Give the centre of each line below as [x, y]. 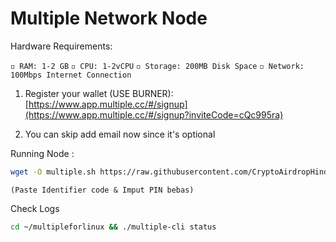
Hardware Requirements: [61, 46]
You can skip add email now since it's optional [120, 134]
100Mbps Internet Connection [71, 75]
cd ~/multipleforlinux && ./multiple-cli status [113, 227]
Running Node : [42, 153]
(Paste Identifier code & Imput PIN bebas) [102, 190]
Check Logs [35, 208]
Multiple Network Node [109, 18]
